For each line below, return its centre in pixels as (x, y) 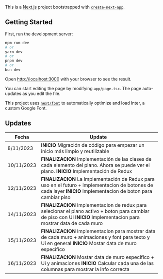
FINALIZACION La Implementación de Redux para (98, 179)
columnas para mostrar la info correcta (85, 269)
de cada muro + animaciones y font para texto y (96, 237)
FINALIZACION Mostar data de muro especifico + (98, 257)
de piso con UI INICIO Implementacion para (90, 217)
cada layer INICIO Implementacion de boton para (97, 191)
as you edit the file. (41, 93)
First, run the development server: (39, 34)
